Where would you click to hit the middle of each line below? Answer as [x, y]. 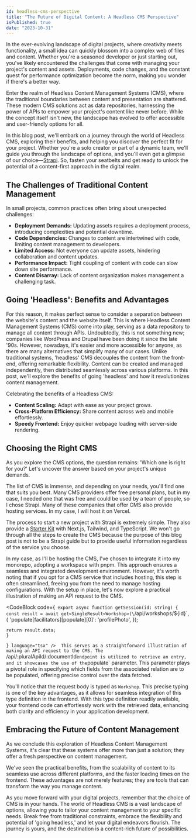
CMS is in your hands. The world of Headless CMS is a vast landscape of [94, 803]
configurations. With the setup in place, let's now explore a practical [88, 589]
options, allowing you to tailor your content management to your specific [94, 810]
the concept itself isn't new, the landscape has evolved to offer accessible [95, 118]
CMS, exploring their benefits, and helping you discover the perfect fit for [94, 142]
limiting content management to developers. [68, 244]
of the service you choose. [38, 547]
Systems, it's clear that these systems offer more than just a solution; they [95, 750]
